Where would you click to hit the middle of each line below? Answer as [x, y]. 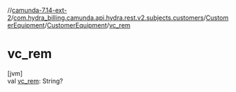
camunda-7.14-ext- [39, 10]
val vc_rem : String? [35, 81]
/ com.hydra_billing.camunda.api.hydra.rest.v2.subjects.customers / [109, 18]
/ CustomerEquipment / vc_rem [88, 25]
